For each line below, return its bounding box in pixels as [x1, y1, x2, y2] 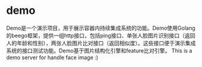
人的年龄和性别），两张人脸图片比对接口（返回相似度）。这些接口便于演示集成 [6, 39, 196, 46]
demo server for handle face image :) [6, 54, 99, 61]
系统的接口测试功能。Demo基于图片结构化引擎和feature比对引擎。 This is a [6, 46, 192, 54]
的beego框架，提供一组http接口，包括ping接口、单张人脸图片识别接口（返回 [6, 31, 195, 39]
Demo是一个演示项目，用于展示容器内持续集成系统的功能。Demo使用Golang [6, 24, 195, 31]
